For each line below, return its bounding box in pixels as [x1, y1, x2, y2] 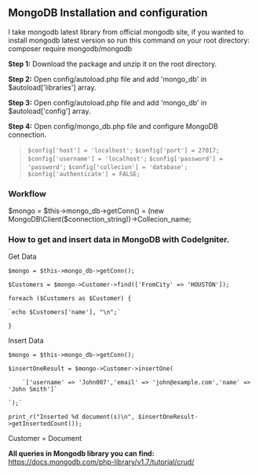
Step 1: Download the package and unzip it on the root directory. [8, 59, 217, 68]
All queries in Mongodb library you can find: [8, 449, 155, 458]
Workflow [8, 188, 47, 199]
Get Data [8, 252, 37, 262]
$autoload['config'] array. [8, 106, 92, 116]
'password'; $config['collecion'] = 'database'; [27, 163, 188, 171]
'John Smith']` [8, 385, 58, 394]
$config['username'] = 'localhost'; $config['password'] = [27, 155, 224, 163]
